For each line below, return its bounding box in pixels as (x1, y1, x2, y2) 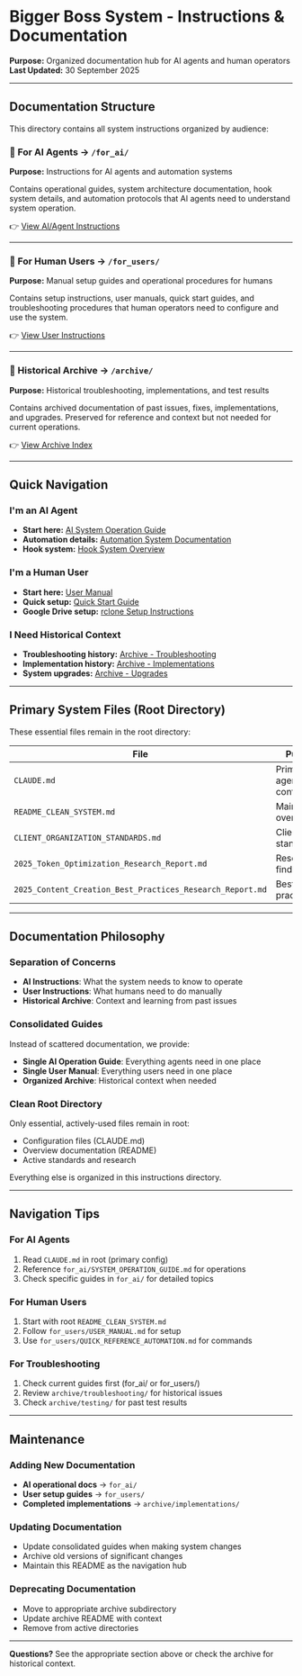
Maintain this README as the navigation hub (22, 1560, 187, 1572)
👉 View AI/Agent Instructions (9, 221, 120, 231)
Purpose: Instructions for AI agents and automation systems (9, 167, 233, 177)
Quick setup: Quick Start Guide (22, 596, 139, 607)
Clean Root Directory (9, 1097, 102, 1110)
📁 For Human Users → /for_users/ (9, 255, 160, 267)
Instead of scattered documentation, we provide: (9, 1038, 191, 1050)
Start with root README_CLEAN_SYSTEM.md (22, 1316, 166, 1327)
